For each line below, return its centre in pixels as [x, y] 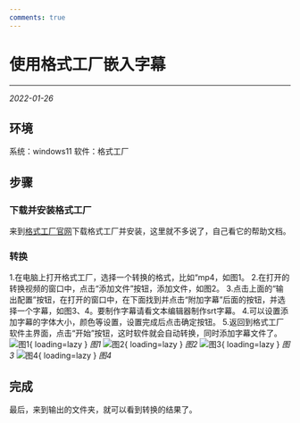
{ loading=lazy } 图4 [75, 356]
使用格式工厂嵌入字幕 [88, 64]
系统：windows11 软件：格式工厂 [69, 152]
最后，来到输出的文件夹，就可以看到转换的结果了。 [103, 410]
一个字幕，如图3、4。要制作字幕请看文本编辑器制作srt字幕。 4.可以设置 [149, 311]
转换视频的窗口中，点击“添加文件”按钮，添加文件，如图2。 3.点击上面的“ [143, 289]
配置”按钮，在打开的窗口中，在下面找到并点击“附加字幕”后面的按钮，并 [147, 300]
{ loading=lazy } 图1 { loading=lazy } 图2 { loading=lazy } [154, 344]
